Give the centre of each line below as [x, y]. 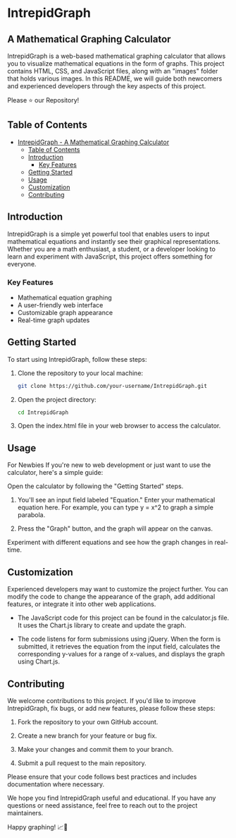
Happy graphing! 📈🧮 [38, 827]
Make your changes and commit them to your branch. [95, 749]
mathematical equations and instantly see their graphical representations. [114, 241]
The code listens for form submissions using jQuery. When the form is [119, 639]
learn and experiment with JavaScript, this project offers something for [110, 256]
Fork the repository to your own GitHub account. [88, 721]
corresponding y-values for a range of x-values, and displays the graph [121, 654]
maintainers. [25, 813]
